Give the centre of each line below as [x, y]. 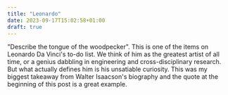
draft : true [25, 27]
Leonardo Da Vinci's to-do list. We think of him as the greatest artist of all [114, 54]
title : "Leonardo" [34, 14]
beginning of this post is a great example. [67, 84]
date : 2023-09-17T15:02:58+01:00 [56, 20]
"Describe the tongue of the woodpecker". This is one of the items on [108, 47]
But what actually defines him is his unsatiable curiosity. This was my [107, 69]
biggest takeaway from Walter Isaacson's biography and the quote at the [113, 77]
